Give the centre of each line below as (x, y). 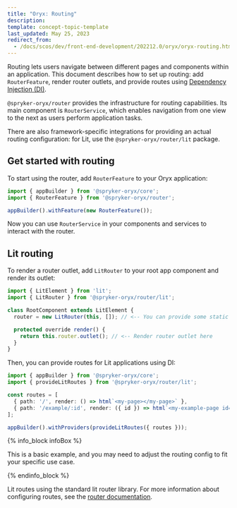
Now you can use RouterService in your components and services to (107, 224)
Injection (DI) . (27, 89)
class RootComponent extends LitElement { (71, 310)
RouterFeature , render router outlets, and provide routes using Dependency (117, 81)
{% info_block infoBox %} (45, 441)
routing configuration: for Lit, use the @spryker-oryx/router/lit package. (114, 139)
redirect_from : (30, 40)
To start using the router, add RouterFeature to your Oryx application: (108, 178)
